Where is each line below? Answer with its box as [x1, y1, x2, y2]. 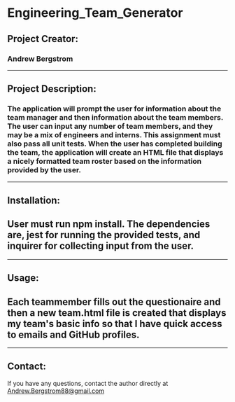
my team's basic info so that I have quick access [7, 317, 222, 330]
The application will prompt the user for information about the [7, 104, 222, 113]
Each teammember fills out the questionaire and [7, 296, 222, 307]
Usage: [7, 272, 40, 284]
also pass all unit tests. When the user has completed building [7, 139, 222, 148]
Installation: [7, 194, 61, 206]
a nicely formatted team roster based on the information [7, 156, 201, 166]
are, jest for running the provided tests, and [7, 229, 201, 241]
